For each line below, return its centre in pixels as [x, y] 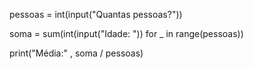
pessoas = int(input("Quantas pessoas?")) [96, 14]
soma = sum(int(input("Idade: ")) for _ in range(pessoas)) [126, 33]
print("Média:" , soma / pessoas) [76, 53]
